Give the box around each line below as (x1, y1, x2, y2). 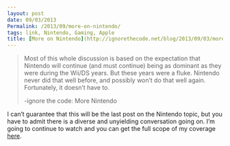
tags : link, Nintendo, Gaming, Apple (7, 29, 115, 36)
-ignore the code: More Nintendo (23, 97, 118, 105)
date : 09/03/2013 (7, 16, 57, 23)
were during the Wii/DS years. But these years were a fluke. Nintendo (23, 69, 220, 77)
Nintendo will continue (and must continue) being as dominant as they (23, 62, 222, 70)
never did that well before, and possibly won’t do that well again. (23, 76, 206, 84)
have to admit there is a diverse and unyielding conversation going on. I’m (7, 117, 216, 125)
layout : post (7, 10, 44, 17)
